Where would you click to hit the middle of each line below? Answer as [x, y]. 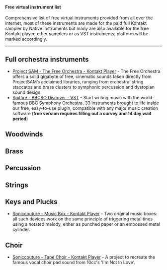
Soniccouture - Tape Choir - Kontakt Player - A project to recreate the [84, 257]
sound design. [27, 92]
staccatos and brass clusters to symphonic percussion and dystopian [83, 87]
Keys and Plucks [31, 202]
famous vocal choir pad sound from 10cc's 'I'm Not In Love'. [74, 263]
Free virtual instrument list [33, 7]
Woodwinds [24, 134]
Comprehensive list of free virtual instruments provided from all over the [79, 18]
